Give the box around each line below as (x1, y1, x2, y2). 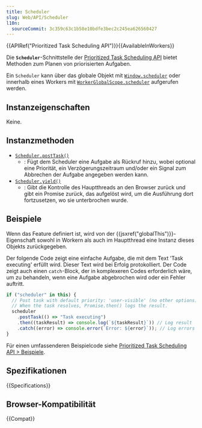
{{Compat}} (6, 415, 35, 423)
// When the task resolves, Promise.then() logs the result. (11, 303, 168, 309)
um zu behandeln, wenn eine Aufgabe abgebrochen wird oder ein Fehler (6, 274, 186, 281)
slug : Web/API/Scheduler (6, 14, 69, 20)
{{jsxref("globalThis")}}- (116, 230, 176, 237)
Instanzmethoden (6, 136, 75, 146)
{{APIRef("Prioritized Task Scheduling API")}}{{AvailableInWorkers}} (6, 42, 175, 49)
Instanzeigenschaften (6, 102, 90, 112)
